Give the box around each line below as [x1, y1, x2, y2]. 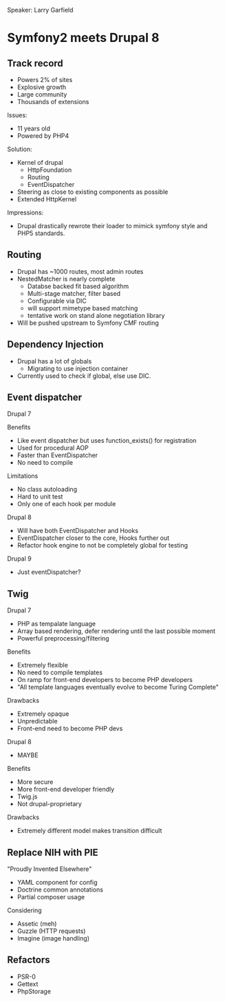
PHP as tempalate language [17, 620, 96, 628]
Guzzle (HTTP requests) [17, 927, 86, 935]
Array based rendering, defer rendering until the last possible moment [17, 627, 215, 635]
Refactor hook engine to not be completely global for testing [17, 541, 188, 550]
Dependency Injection [7, 339, 104, 350]
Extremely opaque [17, 710, 69, 718]
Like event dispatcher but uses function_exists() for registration [17, 437, 197, 445]
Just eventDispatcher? [17, 568, 81, 577]
